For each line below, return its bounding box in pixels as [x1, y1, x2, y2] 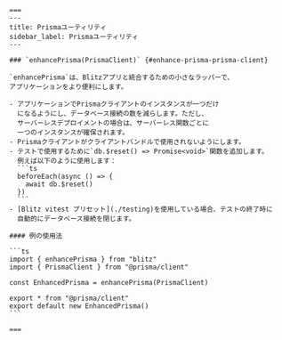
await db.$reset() [25, 180, 93, 189]
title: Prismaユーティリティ [9, 23, 107, 32]
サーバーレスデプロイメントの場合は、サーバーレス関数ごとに [17, 118, 209, 127]
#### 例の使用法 [9, 231, 63, 240]
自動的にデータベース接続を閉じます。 [17, 215, 136, 223]
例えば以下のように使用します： [17, 157, 117, 166]
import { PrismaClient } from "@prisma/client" [9, 263, 189, 271]
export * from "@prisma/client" [9, 294, 129, 303]
